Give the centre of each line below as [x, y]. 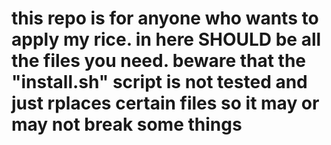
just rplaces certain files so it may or [165, 103]
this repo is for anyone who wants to [165, 18]
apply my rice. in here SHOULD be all [166, 39]
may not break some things [127, 124]
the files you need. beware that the [159, 61]
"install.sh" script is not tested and [159, 82]
